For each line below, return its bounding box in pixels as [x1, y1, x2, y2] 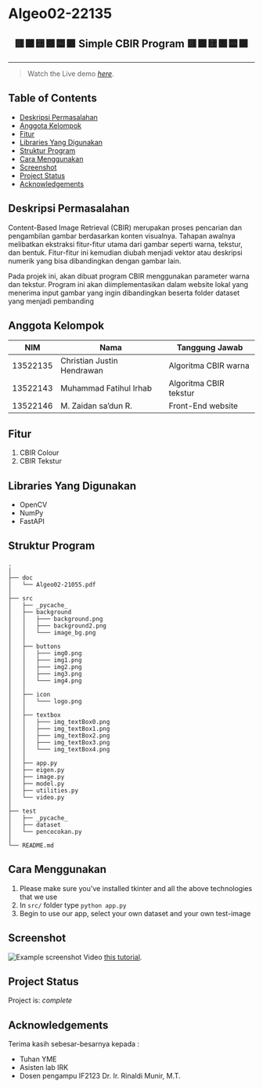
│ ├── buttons [8, 642, 61, 650]
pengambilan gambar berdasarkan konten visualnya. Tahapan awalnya [8, 231, 236, 240]
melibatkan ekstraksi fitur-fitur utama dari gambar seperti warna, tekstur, [8, 239, 243, 249]
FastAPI [19, 517, 45, 526]
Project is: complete [8, 995, 73, 1005]
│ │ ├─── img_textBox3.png [8, 738, 110, 746]
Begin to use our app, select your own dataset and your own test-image [19, 908, 251, 918]
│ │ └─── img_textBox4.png [8, 745, 110, 753]
